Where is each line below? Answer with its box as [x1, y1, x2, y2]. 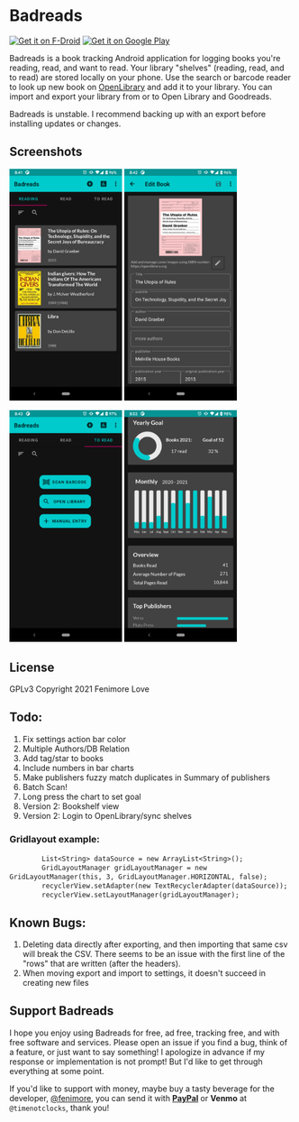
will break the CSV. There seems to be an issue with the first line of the [22, 948, 285, 959]
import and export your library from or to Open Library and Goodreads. [9, 91, 272, 102]
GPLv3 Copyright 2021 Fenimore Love [9, 684, 150, 694]
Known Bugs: [9, 915, 86, 930]
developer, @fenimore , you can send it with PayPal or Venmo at [9, 1092, 248, 1103]
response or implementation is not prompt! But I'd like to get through [9, 1056, 263, 1067]
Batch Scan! [22, 781, 68, 792]
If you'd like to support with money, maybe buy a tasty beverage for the [9, 1083, 275, 1094]
